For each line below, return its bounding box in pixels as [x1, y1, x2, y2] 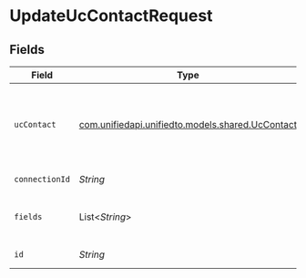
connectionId [14, 174, 71, 184]
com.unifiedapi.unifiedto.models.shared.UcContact [78, 118, 298, 130]
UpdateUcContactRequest [9, 5, 213, 26]
